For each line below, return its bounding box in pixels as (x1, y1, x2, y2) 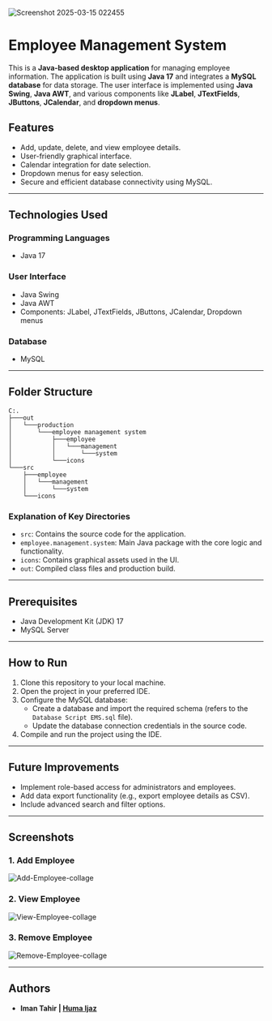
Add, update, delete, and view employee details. (19, 142, 181, 152)
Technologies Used (8, 208, 108, 222)
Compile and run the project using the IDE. (19, 729, 162, 739)
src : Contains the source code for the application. (19, 529, 186, 539)
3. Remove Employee (8, 932, 93, 943)
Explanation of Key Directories (8, 510, 131, 522)
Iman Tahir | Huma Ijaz (19, 1003, 97, 1013)
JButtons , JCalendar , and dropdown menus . (8, 97, 160, 107)
